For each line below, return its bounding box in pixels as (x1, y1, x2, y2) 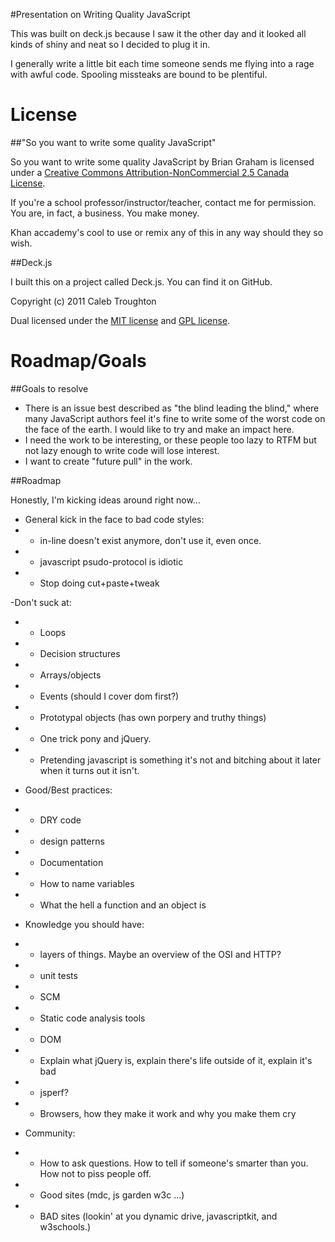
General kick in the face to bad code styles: (24, 513, 205, 525)
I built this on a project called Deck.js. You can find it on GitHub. (10, 275, 273, 288)
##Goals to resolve (10, 382, 89, 394)
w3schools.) (39, 1220, 92, 1233)
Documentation (39, 856, 104, 868)
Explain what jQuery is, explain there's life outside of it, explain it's (39, 1054, 313, 1066)
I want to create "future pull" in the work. (24, 455, 193, 467)
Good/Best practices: (24, 784, 113, 796)
